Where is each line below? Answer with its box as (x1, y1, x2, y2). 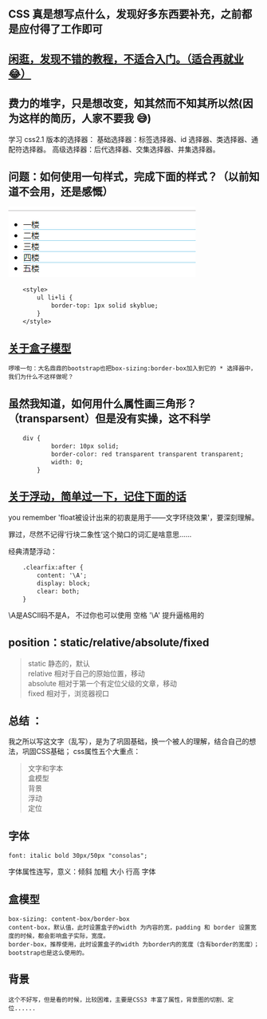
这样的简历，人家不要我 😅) (18, 112, 151, 125)
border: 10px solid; (50, 442, 120, 451)
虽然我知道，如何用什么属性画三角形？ (8, 397, 197, 410)
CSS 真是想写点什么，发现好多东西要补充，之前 (8, 7, 242, 22)
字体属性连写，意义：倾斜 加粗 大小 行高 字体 (8, 867, 156, 876)
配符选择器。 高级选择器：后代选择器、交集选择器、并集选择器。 (8, 144, 220, 154)
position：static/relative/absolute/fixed (8, 636, 210, 650)
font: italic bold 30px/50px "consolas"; (8, 852, 148, 860)
